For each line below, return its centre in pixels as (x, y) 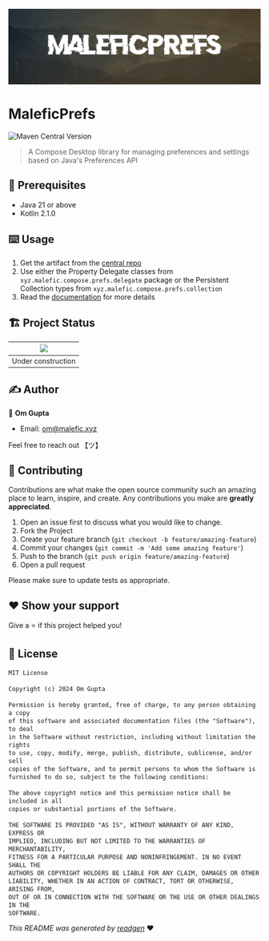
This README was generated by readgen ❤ (81, 928)
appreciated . (30, 507)
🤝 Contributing (46, 470)
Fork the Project (46, 531)
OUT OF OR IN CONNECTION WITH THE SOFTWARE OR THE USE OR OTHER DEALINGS (134, 897)
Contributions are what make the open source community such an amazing (132, 490)
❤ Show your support (64, 605)
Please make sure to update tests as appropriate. (89, 581)
